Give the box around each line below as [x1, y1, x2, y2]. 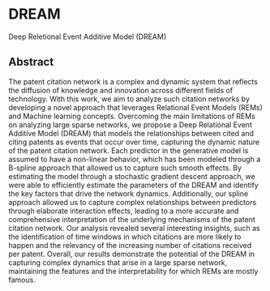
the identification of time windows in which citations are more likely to [8, 232, 242, 242]
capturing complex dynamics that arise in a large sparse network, [8, 257, 228, 267]
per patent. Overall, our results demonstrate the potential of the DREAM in [8, 249, 255, 259]
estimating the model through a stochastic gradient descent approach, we [8, 171, 255, 181]
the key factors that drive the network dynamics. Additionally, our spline [8, 188, 249, 199]
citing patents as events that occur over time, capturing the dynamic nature [8, 137, 260, 147]
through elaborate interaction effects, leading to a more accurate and [8, 206, 239, 216]
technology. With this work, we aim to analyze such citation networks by [8, 94, 250, 104]
